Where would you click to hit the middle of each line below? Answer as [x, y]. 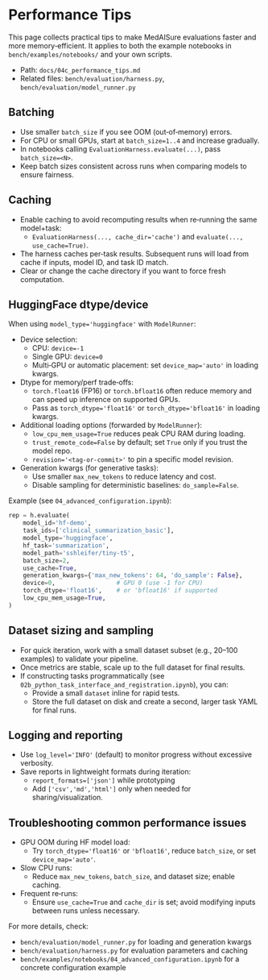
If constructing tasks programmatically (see [92, 675]
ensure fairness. [47, 174]
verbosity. [37, 763]
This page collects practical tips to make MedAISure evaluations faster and [132, 37]
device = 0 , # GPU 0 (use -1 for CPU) [113, 583]
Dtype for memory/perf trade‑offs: [77, 382]
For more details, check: [48, 926]
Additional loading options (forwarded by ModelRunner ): [111, 426]
